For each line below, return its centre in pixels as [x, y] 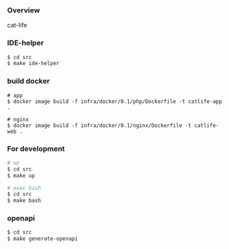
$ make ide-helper [33, 64]
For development [36, 148]
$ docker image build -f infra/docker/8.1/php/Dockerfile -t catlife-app [115, 102]
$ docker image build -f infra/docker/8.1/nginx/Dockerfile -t [99, 126]
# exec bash [24, 188]
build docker [28, 81]
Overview [24, 10]
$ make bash [24, 201]
